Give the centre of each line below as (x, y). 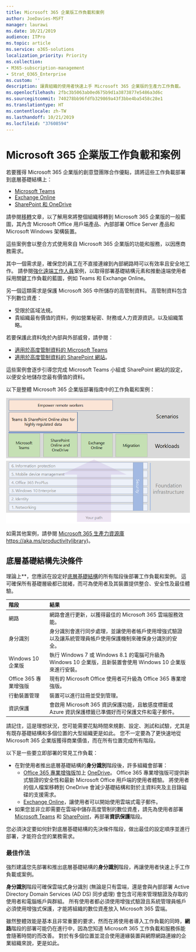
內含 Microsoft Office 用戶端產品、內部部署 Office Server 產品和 (98, 224)
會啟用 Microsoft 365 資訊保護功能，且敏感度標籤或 (111, 704)
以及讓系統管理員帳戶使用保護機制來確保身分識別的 (111, 638)
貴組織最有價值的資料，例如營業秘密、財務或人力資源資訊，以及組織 (96, 318)
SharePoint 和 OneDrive (43, 204)
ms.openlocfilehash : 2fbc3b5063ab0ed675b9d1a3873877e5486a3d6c (85, 93)
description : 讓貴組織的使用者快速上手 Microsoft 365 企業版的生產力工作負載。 (95, 87)
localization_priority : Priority (47, 56)
